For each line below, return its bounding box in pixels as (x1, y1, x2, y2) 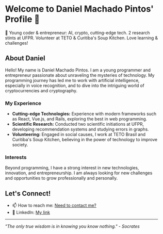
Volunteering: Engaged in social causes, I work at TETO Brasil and (12, 132, 146, 137)
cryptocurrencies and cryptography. (5, 87, 78, 93)
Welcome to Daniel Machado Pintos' (5, 3, 154, 15)
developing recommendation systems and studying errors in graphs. (12, 126, 149, 132)
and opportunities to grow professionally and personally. (5, 175, 118, 181)
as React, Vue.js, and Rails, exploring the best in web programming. (12, 116, 147, 122)
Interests (5, 154, 27, 161)
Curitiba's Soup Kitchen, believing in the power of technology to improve (12, 137, 158, 143)
